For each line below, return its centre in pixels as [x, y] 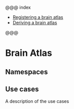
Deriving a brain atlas [35, 23]
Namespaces [27, 72]
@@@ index [18, 7]
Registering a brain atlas [38, 17]
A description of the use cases [37, 101]
